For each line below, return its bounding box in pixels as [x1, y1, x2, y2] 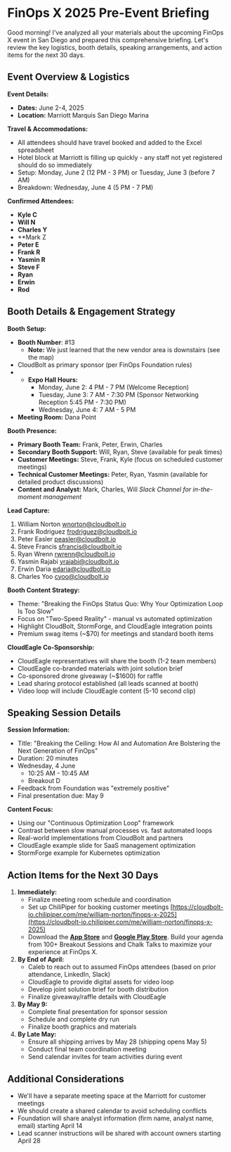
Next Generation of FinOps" [17, 746, 98, 755]
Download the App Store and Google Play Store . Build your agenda [27, 933, 223, 941]
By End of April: [17, 956, 65, 964]
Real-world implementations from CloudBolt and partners [17, 834, 184, 842]
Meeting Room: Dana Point [17, 413, 97, 421]
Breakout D [27, 777, 61, 785]
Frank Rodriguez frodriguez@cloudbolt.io [17, 527, 138, 536]
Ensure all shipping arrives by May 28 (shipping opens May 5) [27, 1037, 207, 1046]
